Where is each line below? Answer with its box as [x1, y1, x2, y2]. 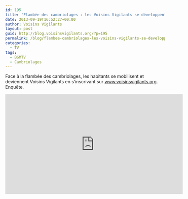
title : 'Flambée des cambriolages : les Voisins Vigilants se [5, 12, 139, 17]
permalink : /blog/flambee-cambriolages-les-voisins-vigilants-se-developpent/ [5, 36, 176, 41]
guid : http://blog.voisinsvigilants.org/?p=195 [5, 31, 108, 36]
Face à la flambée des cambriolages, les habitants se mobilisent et [5, 73, 144, 79]
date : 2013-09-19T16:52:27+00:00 [5, 17, 76, 22]
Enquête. [5, 84, 24, 90]
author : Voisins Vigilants [5, 21, 62, 27]
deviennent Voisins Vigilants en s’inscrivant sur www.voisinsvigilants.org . [5, 79, 158, 85]
